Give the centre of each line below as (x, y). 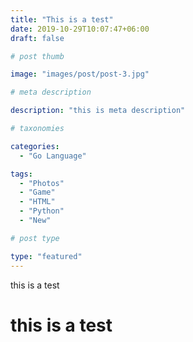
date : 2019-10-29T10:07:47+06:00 (80, 29)
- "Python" (42, 211)
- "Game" (37, 192)
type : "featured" (46, 256)
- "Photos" (42, 183)
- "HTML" (37, 202)
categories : (35, 146)
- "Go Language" (53, 156)
